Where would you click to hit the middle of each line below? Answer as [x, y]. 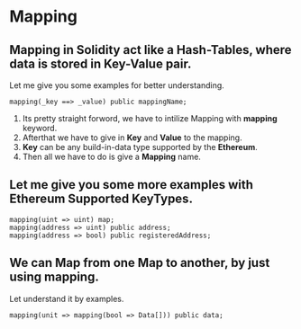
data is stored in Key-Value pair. [100, 63]
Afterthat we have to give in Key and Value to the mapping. [132, 138]
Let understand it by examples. [67, 298]
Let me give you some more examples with [132, 185]
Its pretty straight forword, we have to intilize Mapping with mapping [150, 118]
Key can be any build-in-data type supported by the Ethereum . [140, 147]
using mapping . [54, 277]
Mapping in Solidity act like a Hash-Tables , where [150, 50]
